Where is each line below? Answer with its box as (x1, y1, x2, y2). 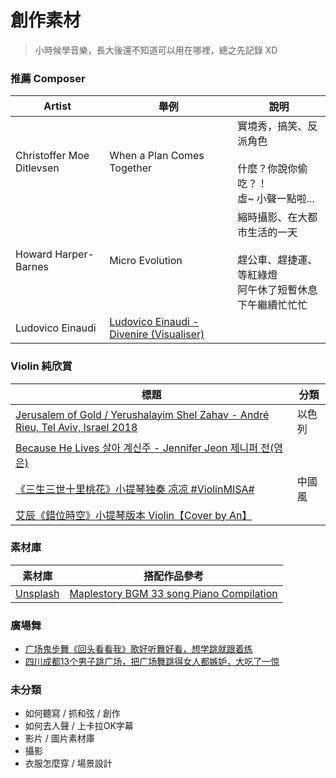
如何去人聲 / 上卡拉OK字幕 (24, 720, 134, 732)
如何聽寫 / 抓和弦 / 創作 (24, 707, 121, 720)
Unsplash (15, 586, 60, 600)
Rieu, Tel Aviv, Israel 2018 (15, 420, 138, 434)
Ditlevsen (15, 161, 60, 175)
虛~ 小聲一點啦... (237, 192, 315, 206)
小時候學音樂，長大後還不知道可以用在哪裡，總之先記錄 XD (34, 44, 278, 56)
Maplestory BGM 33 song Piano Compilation (69, 586, 278, 600)
